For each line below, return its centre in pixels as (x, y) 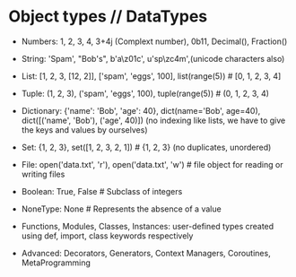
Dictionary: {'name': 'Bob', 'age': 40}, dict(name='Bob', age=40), (141, 110)
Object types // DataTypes (108, 17)
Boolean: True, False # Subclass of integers (102, 191)
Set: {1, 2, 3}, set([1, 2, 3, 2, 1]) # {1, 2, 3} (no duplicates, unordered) (146, 147)
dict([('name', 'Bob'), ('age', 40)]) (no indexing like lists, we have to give (153, 120)
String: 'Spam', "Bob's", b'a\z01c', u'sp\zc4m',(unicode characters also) (153, 58)
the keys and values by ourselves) (84, 130)
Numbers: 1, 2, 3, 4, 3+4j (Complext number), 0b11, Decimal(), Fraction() (154, 41)
